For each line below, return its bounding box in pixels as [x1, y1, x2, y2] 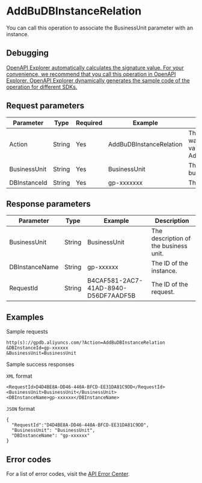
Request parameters [6, 101, 85, 111]
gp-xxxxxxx [108, 178, 143, 187]
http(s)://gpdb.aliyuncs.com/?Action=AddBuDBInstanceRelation [6, 340, 165, 346]
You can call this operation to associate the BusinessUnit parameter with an [6, 24, 194, 31]
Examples [6, 312, 44, 322]
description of [151, 234, 191, 243]
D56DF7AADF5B [87, 291, 136, 300]
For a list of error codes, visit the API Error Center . [6, 470, 130, 477]
